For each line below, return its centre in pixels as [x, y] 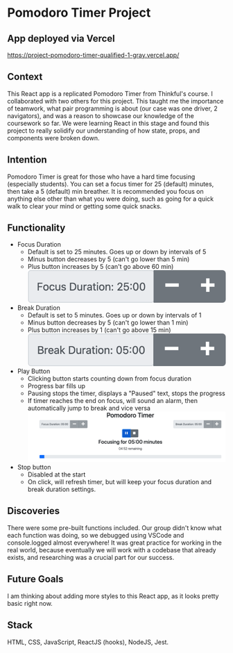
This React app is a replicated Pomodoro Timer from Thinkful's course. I [110, 93]
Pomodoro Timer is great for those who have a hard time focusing [101, 176]
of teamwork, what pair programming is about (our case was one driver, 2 [112, 108]
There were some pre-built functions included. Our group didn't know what [114, 528]
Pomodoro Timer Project [79, 13]
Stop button [34, 468]
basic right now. [30, 603]
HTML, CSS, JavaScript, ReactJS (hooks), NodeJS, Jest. [88, 642]
